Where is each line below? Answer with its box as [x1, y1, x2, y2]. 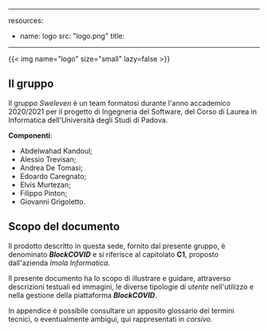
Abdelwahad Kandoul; [19, 146, 93, 155]
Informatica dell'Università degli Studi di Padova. [8, 115, 168, 124]
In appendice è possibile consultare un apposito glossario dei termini [8, 306, 235, 315]
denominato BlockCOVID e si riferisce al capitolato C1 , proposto [8, 249, 219, 259]
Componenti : [8, 131, 53, 140]
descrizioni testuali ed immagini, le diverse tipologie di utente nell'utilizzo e [8, 282, 254, 291]
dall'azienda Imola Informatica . [8, 258, 110, 268]
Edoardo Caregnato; [19, 171, 87, 181]
